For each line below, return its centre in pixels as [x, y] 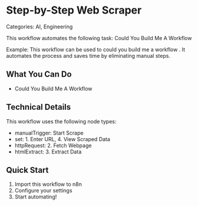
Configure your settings [43, 191]
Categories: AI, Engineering [39, 27]
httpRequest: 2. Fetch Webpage [53, 145]
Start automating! [36, 197]
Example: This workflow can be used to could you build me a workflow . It [96, 49]
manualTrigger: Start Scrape [49, 133]
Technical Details [39, 107]
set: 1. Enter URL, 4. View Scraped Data [62, 139]
